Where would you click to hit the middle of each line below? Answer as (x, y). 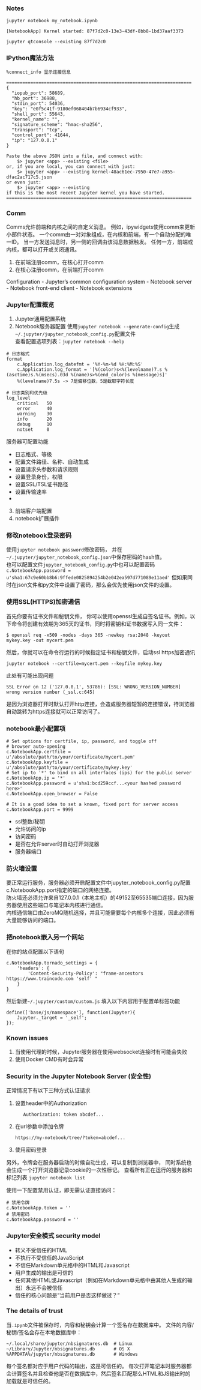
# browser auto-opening (36, 747)
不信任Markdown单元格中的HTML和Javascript (72, 1265)
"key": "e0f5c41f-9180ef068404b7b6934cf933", (70, 109)
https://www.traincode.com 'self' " (52, 979)
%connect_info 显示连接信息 (38, 72)
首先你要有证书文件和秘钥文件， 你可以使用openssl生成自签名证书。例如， (98, 616)
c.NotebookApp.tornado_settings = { (52, 963)
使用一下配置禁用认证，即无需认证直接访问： (61, 1190)
